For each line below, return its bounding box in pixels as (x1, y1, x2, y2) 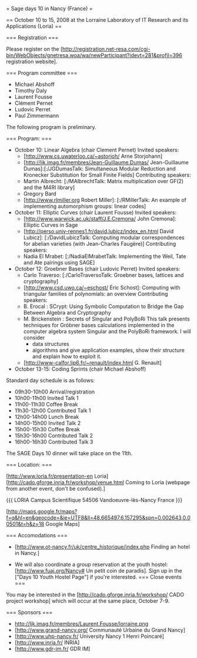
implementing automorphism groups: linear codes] (23, 203, 146, 210)
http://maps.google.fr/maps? (8, 508, 78, 515)
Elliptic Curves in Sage (23, 221, 78, 229)
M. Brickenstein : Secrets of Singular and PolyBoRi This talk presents (23, 315, 190, 322)
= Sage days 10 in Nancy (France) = (6, 5, 93, 12)
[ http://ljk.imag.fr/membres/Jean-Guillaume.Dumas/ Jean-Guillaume (23, 159, 189, 166)
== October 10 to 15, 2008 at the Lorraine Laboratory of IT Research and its (6, 16, 189, 23)
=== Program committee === (6, 70, 78, 76)
